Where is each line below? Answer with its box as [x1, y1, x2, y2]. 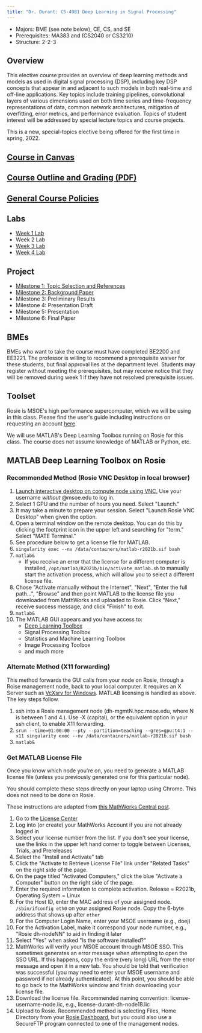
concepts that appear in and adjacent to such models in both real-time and [7, 84, 192, 92]
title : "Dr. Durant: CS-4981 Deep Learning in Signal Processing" [7, 8, 177, 15]
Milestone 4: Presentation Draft [15, 302, 93, 309]
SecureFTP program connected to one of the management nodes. [15, 1020, 179, 1028]
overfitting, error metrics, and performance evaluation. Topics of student [7, 110, 187, 118]
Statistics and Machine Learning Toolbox [24, 635, 126, 642]
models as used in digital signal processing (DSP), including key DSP [7, 78, 177, 85]
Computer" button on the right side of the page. [15, 879, 134, 886]
